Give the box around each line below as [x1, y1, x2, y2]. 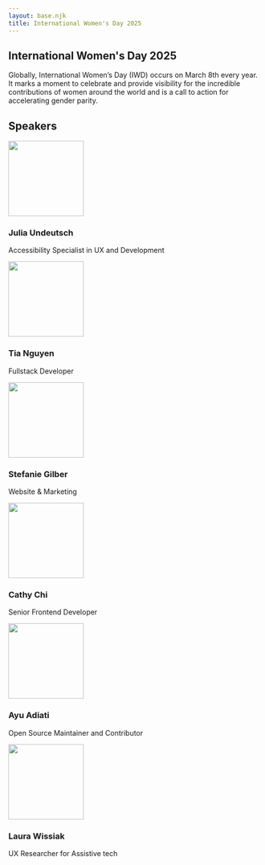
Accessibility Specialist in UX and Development [8, 246, 165, 255]
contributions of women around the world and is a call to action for [8, 88, 229, 97]
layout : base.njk [8, 11, 67, 20]
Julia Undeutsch [8, 227, 74, 239]
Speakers [8, 119, 58, 133]
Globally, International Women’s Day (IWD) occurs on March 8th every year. [8, 70, 259, 80]
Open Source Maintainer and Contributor [8, 728, 144, 737]
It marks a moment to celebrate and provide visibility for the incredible [8, 79, 241, 88]
